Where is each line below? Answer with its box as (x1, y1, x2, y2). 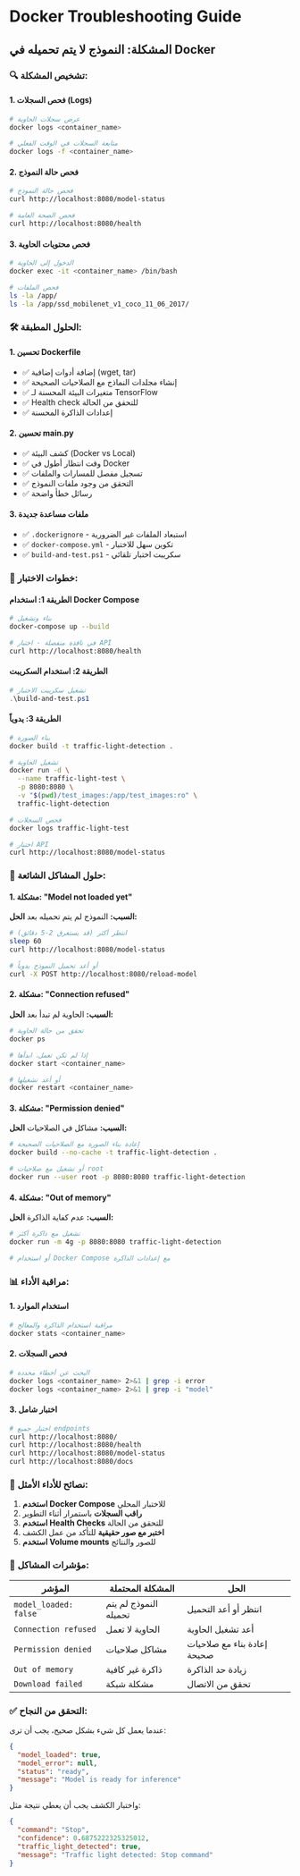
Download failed (13, 1678, 83, 1689)
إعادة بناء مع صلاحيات (187, 1637, 268, 1650)
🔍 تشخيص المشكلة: (9, 69, 88, 81)
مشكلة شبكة (105, 1677, 154, 1690)
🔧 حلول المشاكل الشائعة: (9, 869, 106, 882)
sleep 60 (9, 937, 42, 946)
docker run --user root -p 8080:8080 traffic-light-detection (9, 1173, 246, 1182)
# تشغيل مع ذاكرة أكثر (9, 1230, 80, 1238)
